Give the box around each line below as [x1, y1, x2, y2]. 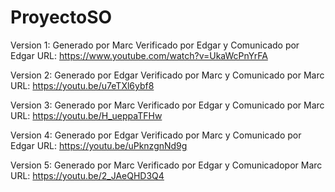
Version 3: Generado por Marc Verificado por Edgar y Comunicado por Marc [10, 99, 325, 111]
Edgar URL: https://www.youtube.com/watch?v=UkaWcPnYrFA [10, 49, 268, 61]
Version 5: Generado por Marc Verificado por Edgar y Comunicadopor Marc [10, 159, 323, 171]
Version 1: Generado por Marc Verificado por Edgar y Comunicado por [10, 39, 300, 51]
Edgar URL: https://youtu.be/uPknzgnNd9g [10, 139, 188, 151]
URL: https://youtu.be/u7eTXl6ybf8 [10, 79, 155, 91]
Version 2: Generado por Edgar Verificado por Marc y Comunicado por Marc [10, 69, 325, 81]
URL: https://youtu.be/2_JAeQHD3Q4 [10, 169, 165, 181]
